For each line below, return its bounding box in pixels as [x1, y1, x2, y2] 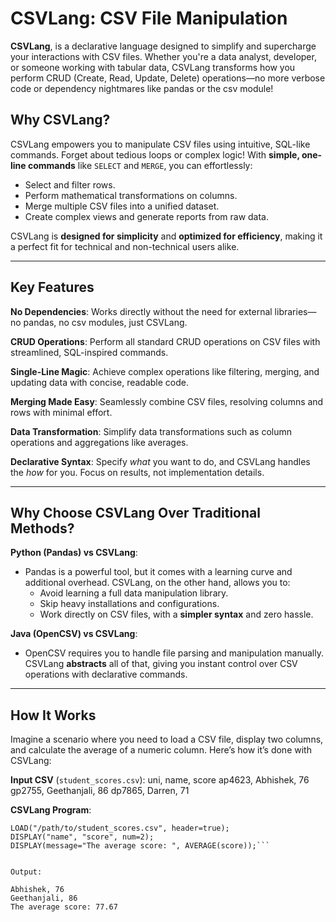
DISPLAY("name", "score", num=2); [10, 832, 155, 842]
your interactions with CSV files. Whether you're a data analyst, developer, [10, 50, 317, 62]
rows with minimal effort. [10, 406, 113, 418]
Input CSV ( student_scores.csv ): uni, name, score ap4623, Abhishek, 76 [10, 774, 310, 786]
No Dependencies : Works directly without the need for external [10, 305, 273, 317]
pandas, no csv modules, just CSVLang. [23, 316, 188, 328]
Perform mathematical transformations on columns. [24, 189, 238, 201]
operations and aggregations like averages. [10, 436, 189, 448]
